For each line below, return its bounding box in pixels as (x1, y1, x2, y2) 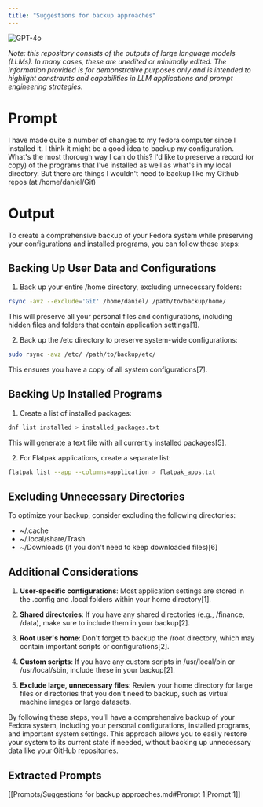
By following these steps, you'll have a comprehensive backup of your (8, 713, 236, 722)
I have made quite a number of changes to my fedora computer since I (8, 135, 236, 145)
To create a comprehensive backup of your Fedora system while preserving (8, 230, 254, 240)
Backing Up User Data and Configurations (8, 261, 217, 275)
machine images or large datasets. (19, 697, 132, 707)
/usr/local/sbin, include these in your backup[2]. (19, 666, 175, 675)
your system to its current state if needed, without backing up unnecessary (8, 738, 251, 747)
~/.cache (19, 526, 49, 535)
